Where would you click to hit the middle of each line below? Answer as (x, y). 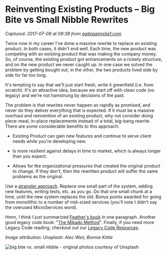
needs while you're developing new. (49, 141)
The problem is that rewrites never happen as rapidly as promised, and (78, 105)
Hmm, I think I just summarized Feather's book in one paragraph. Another (81, 217)
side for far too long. (26, 75)
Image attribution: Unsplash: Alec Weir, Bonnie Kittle (59, 237)
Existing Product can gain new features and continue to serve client (82, 136)
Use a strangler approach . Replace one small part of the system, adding (79, 186)
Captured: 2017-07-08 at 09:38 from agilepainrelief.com (63, 33)
